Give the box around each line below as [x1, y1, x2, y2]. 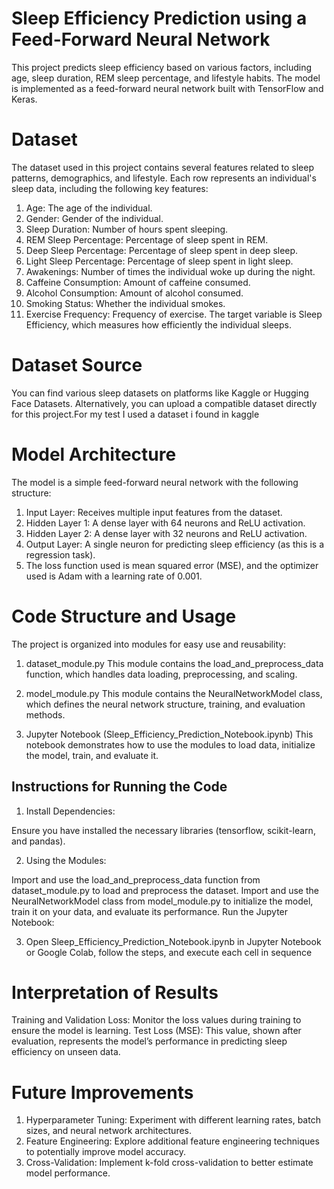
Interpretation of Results [11, 981, 219, 1004]
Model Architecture [11, 443, 177, 466]
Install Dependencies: [25, 805, 116, 817]
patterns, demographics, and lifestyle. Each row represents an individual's [11, 172, 317, 184]
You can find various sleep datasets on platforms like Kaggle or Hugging [11, 387, 309, 399]
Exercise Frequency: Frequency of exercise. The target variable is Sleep [25, 308, 323, 320]
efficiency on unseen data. [11, 1046, 121, 1058]
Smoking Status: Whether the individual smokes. [25, 297, 226, 309]
